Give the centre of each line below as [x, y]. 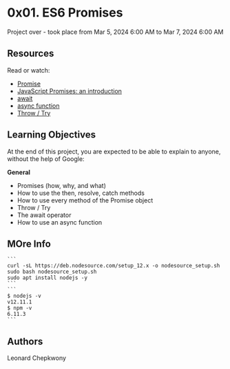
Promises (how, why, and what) [62, 185]
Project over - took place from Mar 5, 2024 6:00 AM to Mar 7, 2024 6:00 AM [115, 32]
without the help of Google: [46, 159]
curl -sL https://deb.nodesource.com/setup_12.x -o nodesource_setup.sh [114, 266]
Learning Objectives [52, 135]
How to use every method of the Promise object [85, 200]
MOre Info [29, 244]
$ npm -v [20, 308]
